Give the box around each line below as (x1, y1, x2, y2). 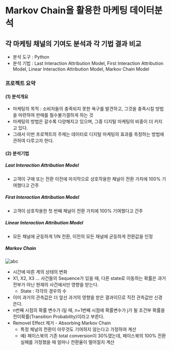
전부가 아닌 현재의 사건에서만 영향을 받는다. (12, 282, 99, 288)
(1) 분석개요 (5, 93, 29, 100)
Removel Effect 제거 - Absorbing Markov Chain (12, 320, 111, 326)
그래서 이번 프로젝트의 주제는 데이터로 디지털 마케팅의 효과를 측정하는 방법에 (12, 131, 164, 137)
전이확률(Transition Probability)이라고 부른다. (12, 313, 105, 319)
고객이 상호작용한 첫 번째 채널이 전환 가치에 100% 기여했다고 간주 (12, 207, 143, 214)
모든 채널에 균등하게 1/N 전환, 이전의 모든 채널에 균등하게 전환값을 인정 (12, 233, 153, 239)
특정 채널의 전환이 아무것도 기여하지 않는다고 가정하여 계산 (20, 326, 137, 332)
